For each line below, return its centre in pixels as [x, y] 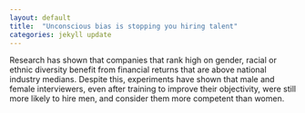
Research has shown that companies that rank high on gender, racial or [143, 61]
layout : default [40, 18]
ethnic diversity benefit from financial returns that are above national [138, 70]
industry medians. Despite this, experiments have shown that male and [142, 80]
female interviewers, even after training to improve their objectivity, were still [153, 89]
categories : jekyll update [61, 34]
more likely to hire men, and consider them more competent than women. [147, 99]
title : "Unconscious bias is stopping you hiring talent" [124, 26]
